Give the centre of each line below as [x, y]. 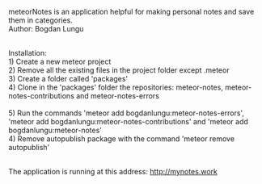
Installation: [27, 53]
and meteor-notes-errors [118, 96]
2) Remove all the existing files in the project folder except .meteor [119, 70]
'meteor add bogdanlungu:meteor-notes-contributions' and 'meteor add [129, 121]
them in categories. [40, 20]
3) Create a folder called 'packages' [68, 79]
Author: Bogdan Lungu [46, 29]
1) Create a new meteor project [60, 61]
